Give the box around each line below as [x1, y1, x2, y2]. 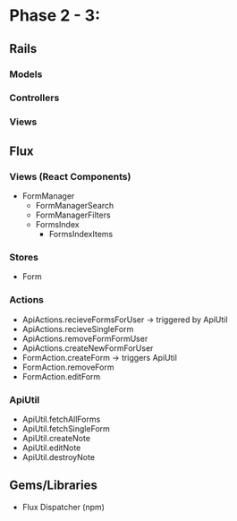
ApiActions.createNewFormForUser [21, 342, 154, 354]
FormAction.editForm [21, 371, 101, 381]
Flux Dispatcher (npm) [21, 501, 106, 512]
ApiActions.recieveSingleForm [21, 323, 134, 334]
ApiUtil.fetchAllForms [21, 414, 101, 424]
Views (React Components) [9, 170, 131, 183]
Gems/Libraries [9, 478, 98, 493]
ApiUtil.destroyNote [21, 451, 96, 462]
